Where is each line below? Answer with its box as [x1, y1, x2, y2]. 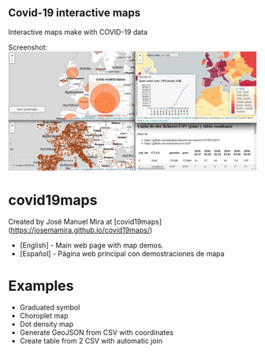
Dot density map [19, 319, 73, 329]
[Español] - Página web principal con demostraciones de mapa [19, 249, 225, 258]
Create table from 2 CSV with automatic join [19, 336, 163, 346]
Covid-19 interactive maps [8, 6, 141, 20]
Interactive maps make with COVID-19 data [8, 27, 148, 36]
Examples [8, 277, 74, 295]
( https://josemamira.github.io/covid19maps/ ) [8, 225, 153, 235]
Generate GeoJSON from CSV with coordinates [19, 328, 174, 337]
